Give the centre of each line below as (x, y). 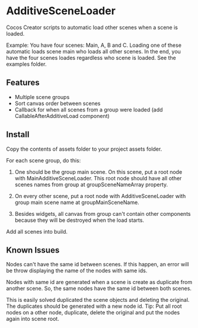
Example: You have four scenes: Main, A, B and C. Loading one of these (94, 45)
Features (23, 83)
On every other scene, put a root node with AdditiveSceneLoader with (100, 196)
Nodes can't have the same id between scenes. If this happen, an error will (98, 265)
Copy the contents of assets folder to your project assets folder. (84, 149)
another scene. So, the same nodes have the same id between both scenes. (99, 288)
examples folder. (26, 64)
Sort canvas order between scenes (58, 103)
